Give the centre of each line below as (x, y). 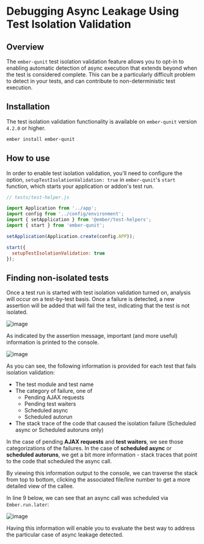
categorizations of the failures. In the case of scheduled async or (89, 449)
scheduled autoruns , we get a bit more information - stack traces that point (102, 455)
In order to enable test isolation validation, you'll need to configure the (94, 173)
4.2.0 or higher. (26, 128)
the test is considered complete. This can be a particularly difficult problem (101, 74)
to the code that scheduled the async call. (59, 461)
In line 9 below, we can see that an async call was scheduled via (87, 498)
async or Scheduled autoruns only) (59, 430)
